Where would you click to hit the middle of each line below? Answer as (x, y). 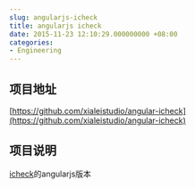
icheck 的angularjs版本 (51, 174)
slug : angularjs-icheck (54, 17)
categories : (31, 42)
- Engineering (36, 51)
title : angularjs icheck (55, 26)
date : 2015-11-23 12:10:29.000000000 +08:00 (93, 34)
